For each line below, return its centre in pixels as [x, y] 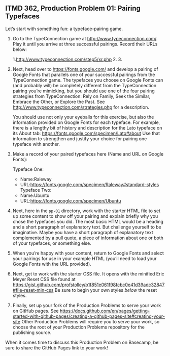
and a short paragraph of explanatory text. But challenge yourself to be [87, 227]
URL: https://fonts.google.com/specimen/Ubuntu [71, 200]
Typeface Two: [36, 190]
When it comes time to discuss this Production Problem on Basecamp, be [82, 342]
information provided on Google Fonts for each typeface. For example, [86, 122]
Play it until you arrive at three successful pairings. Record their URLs [85, 44]
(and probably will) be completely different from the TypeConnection [84, 85]
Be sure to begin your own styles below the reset [106, 290]
